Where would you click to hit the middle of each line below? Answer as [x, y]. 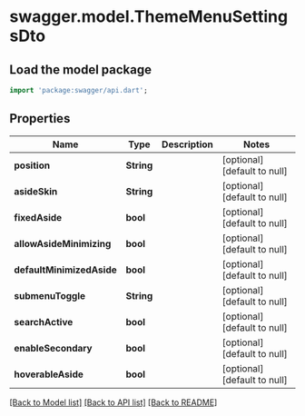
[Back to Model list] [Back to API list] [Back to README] [113, 402]
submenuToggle [50, 295]
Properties [40, 119]
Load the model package [81, 69]
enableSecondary [53, 348]
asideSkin [36, 191]
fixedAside [38, 217]
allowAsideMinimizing [63, 243]
